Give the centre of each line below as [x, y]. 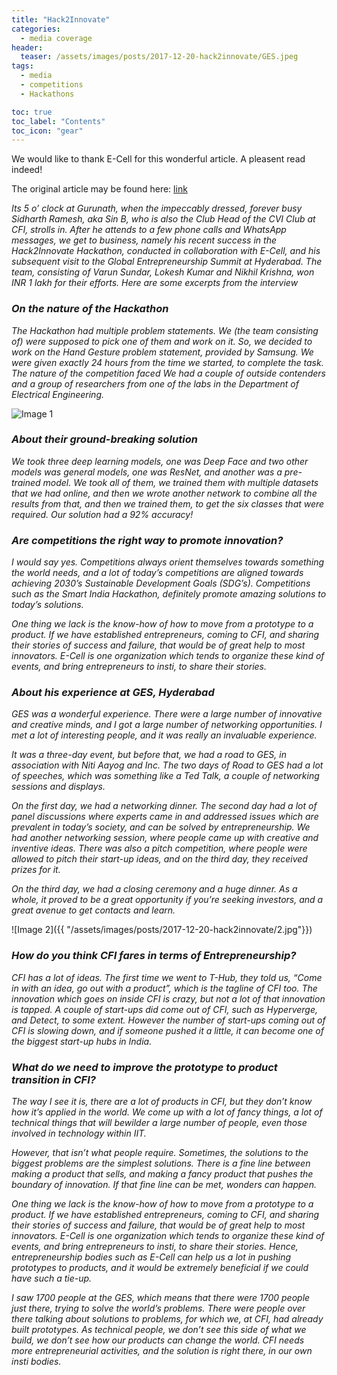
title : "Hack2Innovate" [61, 19]
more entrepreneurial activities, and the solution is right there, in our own [162, 1351]
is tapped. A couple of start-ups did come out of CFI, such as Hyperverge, [165, 1009]
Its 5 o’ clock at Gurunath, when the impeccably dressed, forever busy [157, 208]
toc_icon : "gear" [47, 131]
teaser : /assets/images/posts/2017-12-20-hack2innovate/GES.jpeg [159, 57]
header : [27, 47]
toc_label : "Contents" [58, 121]
